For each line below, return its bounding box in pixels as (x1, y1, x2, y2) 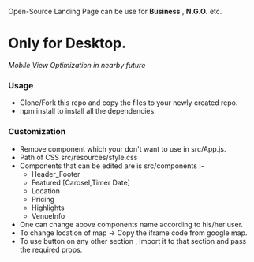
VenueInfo (31, 211, 65, 220)
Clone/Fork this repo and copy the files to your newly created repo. (19, 98, 238, 107)
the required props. (19, 245, 83, 254)
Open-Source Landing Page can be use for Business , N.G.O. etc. (8, 7, 222, 16)
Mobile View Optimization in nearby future (8, 60, 146, 69)
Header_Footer (31, 169, 80, 178)
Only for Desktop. (8, 35, 127, 52)
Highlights (31, 203, 65, 212)
